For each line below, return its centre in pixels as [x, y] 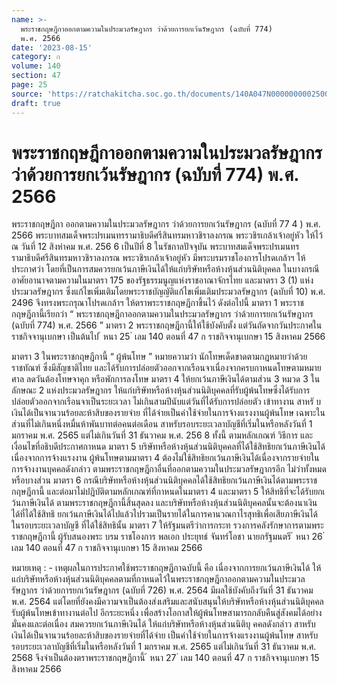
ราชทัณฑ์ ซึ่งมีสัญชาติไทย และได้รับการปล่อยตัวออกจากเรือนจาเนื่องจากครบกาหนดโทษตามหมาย [166, 368]
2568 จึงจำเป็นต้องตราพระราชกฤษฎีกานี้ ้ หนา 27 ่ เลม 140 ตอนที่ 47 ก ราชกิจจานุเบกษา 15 [165, 658]
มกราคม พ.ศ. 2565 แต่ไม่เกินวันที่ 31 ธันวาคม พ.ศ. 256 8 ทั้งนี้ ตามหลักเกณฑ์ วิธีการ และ [162, 435]
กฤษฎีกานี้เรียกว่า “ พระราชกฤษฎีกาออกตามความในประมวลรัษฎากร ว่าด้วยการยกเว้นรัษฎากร [162, 314]
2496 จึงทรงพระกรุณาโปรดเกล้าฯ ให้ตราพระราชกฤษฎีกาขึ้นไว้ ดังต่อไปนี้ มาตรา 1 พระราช [157, 303]
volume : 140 [36, 66]
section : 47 [36, 76]
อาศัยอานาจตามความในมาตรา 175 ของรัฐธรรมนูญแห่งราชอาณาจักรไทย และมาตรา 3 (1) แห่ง [162, 280]
